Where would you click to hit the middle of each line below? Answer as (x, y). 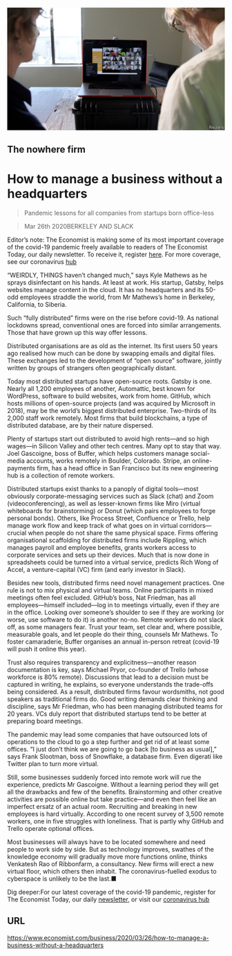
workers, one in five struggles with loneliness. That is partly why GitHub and (116, 821)
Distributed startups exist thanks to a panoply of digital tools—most (103, 488)
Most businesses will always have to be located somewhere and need (106, 842)
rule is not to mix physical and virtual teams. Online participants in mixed (110, 590)
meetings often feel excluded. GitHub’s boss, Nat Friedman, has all (101, 597)
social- (200, 453)
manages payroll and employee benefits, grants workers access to (102, 547)
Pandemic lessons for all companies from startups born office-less (119, 213)
